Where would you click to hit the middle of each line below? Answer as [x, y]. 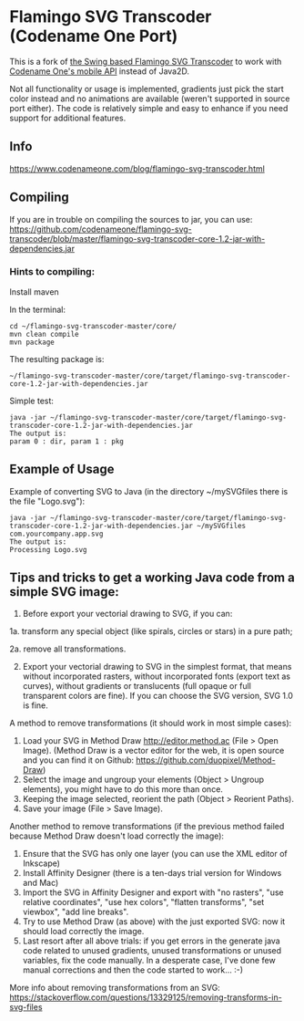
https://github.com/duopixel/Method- [206, 760]
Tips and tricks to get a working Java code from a [152, 578]
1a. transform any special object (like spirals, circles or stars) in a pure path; [151, 631]
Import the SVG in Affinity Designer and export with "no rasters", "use [153, 892]
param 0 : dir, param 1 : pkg [67, 441]
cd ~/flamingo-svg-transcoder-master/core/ [93, 326]
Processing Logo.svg [49, 549]
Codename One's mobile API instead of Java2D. [99, 71]
